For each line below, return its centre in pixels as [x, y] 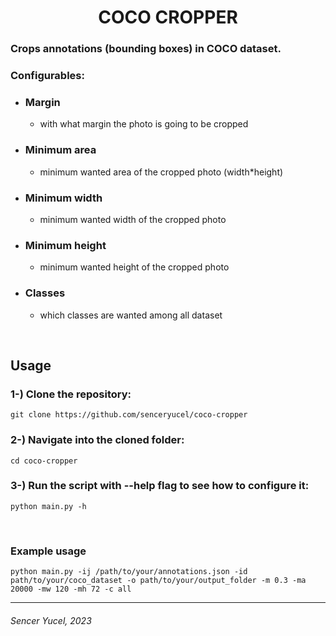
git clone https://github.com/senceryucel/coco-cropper [129, 415]
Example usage [48, 551]
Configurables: [47, 76]
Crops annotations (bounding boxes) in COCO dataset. [146, 49]
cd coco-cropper [44, 461]
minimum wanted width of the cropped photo [133, 219]
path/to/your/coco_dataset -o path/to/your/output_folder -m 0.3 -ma [158, 581]
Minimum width [63, 198]
